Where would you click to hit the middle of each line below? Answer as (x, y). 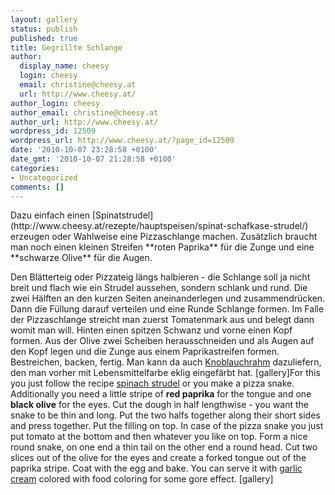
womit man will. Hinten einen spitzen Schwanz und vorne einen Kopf (151, 330)
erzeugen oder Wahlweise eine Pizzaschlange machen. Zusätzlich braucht (164, 237)
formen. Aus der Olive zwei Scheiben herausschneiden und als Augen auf (162, 341)
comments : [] (37, 187)
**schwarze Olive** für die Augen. (81, 258)
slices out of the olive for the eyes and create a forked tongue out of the (158, 458)
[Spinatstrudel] (122, 215)
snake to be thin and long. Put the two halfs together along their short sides (165, 415)
